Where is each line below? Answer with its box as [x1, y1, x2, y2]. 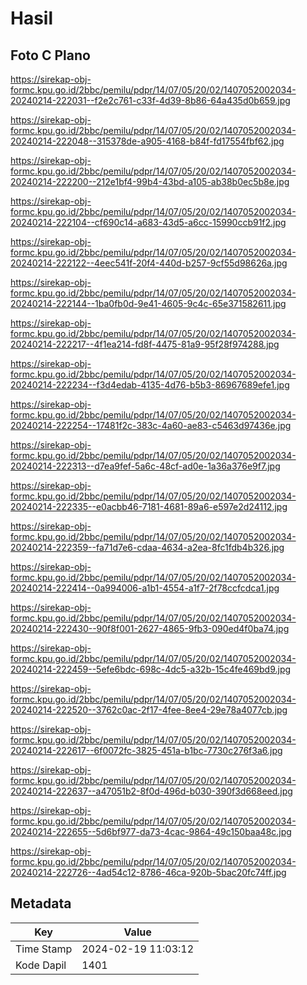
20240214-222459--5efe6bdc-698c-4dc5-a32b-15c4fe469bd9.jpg [10, 663, 292, 675]
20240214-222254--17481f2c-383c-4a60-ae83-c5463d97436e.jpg [10, 420, 292, 431]
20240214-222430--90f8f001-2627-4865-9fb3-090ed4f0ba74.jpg [10, 623, 290, 634]
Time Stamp [15, 942, 73, 956]
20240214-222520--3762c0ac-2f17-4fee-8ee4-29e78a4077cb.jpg [10, 704, 288, 716]
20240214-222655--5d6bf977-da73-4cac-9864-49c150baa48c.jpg [10, 826, 292, 837]
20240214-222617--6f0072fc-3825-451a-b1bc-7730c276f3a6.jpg [10, 745, 283, 756]
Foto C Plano [10, 47, 91, 64]
